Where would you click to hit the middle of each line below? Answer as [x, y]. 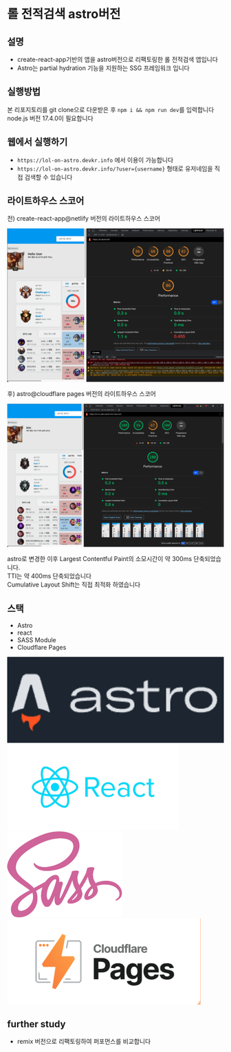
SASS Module [36, 640]
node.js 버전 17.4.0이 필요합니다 [51, 118]
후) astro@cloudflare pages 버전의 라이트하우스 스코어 [81, 393]
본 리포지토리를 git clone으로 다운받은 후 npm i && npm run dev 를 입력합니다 [111, 109]
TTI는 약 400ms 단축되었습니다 [49, 576]
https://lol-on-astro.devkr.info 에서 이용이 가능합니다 [95, 160]
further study [36, 1024]
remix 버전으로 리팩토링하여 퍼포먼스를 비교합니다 [84, 1042]
